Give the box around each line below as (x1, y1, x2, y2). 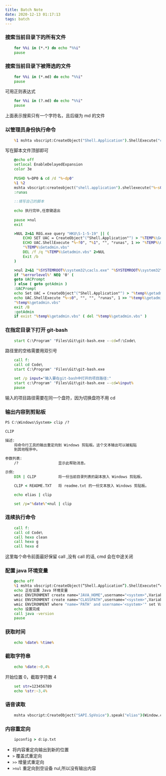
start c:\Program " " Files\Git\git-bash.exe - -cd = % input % (14, 381, 134, 386)
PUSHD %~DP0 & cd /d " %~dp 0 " (14, 176, 74, 181)
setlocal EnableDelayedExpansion (14, 162, 83, 167)
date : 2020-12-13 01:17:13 (5, 12, 61, 17)
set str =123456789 (14, 684, 52, 689)
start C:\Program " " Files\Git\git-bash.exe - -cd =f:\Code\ (14, 338, 136, 343)
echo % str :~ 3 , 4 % (14, 689, 48, 694)
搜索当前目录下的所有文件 (5, 34, 66, 41)
